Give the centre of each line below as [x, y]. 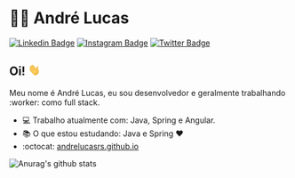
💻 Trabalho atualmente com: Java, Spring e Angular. [119, 120]
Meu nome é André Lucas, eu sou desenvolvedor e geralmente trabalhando [147, 93]
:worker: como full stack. [55, 102]
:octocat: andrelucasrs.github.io [80, 147]
